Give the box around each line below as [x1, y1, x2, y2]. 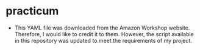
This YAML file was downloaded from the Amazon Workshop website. [14, 24, 190, 31]
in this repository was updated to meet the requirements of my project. [14, 37, 193, 44]
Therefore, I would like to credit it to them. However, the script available [14, 30, 195, 37]
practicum [5, 4, 59, 18]
